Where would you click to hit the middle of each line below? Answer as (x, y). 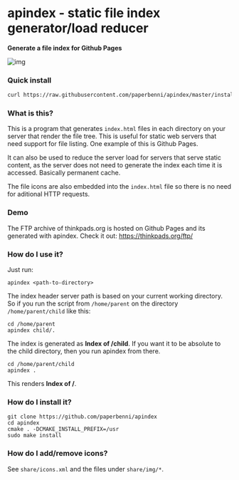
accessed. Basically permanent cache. (64, 173)
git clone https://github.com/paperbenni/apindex (83, 417)
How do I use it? (36, 254)
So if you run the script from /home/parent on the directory (93, 303)
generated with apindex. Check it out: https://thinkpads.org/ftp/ (100, 236)
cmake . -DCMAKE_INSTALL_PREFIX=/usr (63, 429)
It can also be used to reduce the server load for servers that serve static (115, 157)
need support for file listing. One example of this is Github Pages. (103, 144)
